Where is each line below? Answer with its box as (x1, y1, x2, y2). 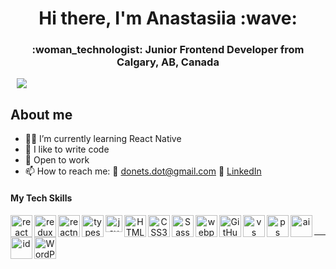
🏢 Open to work (24, 154, 90, 166)
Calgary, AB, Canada (116, 55, 220, 69)
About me (10, 106, 73, 123)
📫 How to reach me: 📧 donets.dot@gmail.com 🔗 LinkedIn (24, 165, 262, 177)
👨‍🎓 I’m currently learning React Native (24, 133, 182, 145)
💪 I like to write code (24, 143, 110, 156)
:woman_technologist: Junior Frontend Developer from (31, 43, 305, 57)
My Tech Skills (10, 192, 73, 204)
